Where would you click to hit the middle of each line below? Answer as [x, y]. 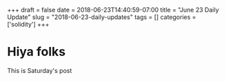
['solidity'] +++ [28, 24]
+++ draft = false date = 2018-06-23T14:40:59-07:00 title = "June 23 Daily [113, 10]
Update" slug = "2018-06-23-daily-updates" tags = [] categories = [102, 17]
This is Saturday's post [40, 70]
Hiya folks [37, 52]
